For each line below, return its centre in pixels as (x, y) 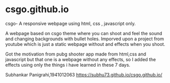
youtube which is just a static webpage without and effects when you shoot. (85, 44)
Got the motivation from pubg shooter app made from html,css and (76, 54)
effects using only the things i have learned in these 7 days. (68, 65)
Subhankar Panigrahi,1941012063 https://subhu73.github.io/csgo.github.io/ (84, 74)
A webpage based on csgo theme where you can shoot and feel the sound (84, 33)
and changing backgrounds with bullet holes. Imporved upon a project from (85, 39)
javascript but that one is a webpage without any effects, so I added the (81, 59)
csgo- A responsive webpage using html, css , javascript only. (71, 23)
